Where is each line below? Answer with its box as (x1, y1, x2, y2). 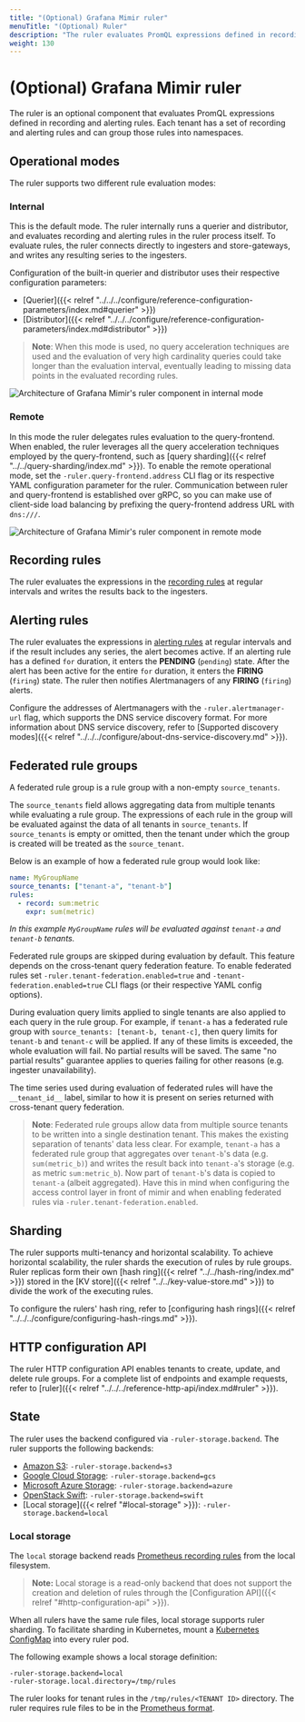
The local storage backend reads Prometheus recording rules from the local (9, 1550, 296, 1561)
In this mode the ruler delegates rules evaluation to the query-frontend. (9, 431, 275, 442)
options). (9, 990, 44, 1000)
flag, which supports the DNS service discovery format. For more (24, 712, 268, 723)
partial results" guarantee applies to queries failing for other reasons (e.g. (9, 1055, 284, 1066)
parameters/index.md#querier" (22, 304, 139, 315)
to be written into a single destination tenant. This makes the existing (31, 1129, 289, 1140)
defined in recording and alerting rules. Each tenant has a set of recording (9, 117, 286, 128)
